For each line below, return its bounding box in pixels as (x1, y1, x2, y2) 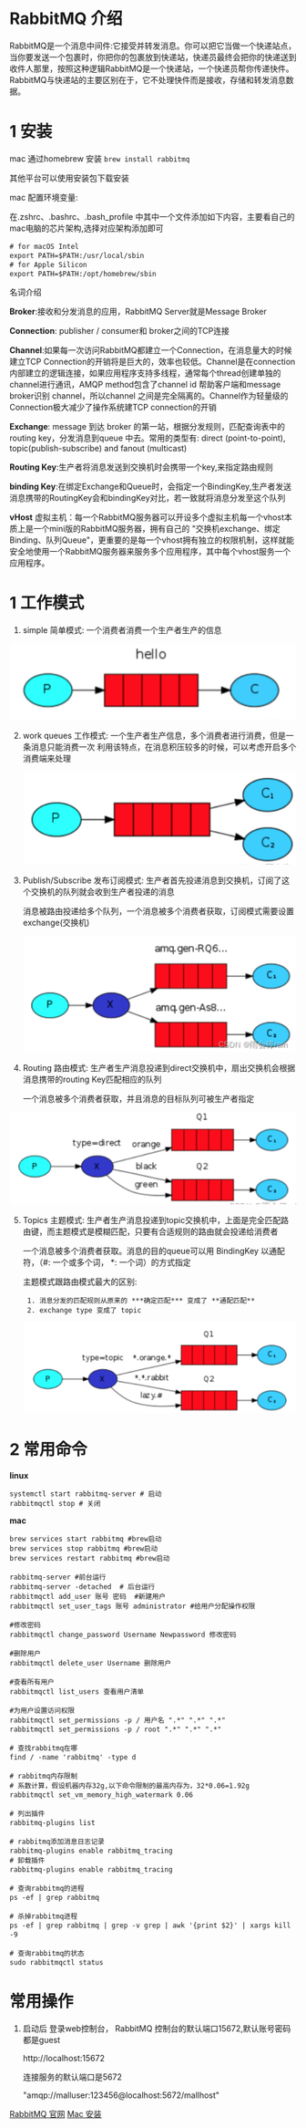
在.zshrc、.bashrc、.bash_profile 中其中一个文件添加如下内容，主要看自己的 (9, 211, 295, 222)
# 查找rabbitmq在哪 (9, 1743, 78, 1752)
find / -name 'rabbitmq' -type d (9, 1752, 137, 1761)
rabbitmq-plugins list (9, 1818, 96, 1827)
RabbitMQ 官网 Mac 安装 (9, 2108, 102, 2119)
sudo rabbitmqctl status (9, 1957, 104, 1967)
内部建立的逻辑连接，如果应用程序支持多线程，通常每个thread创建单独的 (9, 367, 281, 379)
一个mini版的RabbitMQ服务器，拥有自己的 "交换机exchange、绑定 (33, 523, 280, 534)
